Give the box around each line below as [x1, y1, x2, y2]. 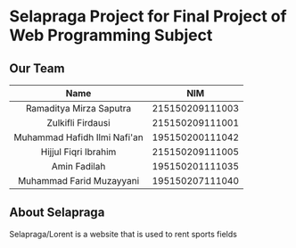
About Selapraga [9, 205, 105, 220]
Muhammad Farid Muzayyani [17, 175, 140, 186]
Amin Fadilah [51, 161, 106, 172]
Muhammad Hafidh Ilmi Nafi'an [13, 131, 144, 144]
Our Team [9, 61, 65, 76]
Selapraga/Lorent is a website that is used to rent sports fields [9, 228, 238, 239]
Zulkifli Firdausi [46, 117, 111, 128]
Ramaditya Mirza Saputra [25, 103, 132, 114]
